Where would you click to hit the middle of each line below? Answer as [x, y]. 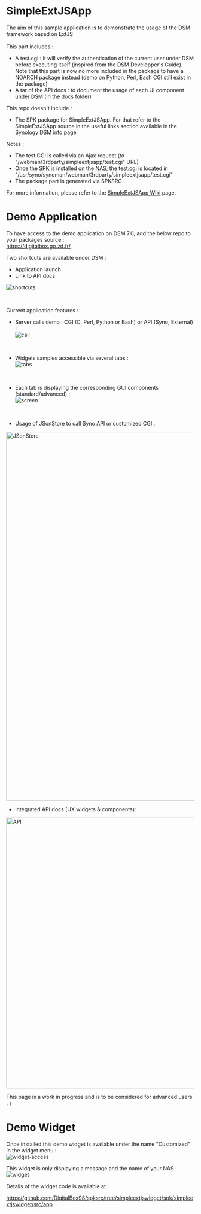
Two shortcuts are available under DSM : [56, 257]
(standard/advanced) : [42, 394]
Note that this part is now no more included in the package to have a [99, 71]
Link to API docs [35, 275]
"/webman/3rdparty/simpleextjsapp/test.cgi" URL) [77, 162]
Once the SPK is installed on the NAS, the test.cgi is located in [92, 168]
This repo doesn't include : [39, 108]
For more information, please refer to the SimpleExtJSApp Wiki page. [91, 192]
